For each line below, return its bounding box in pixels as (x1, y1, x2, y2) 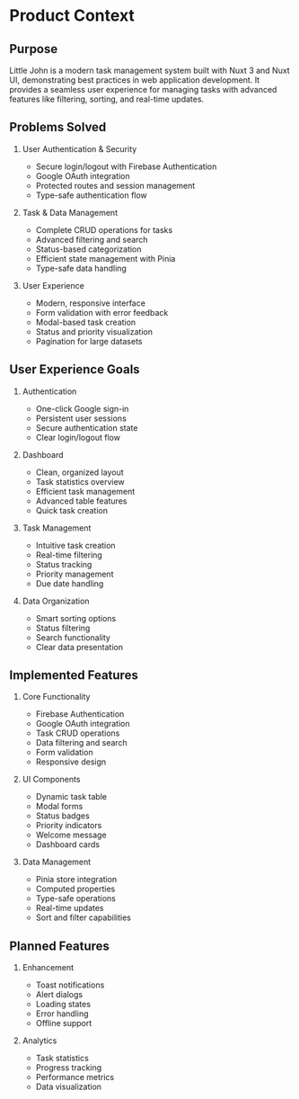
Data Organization (22, 595, 90, 606)
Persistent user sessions (35, 413, 128, 424)
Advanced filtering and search (35, 234, 148, 245)
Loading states (35, 999, 92, 1010)
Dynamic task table (35, 791, 108, 802)
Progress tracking (35, 1062, 102, 1073)
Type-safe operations (35, 893, 117, 904)
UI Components (22, 774, 81, 785)
